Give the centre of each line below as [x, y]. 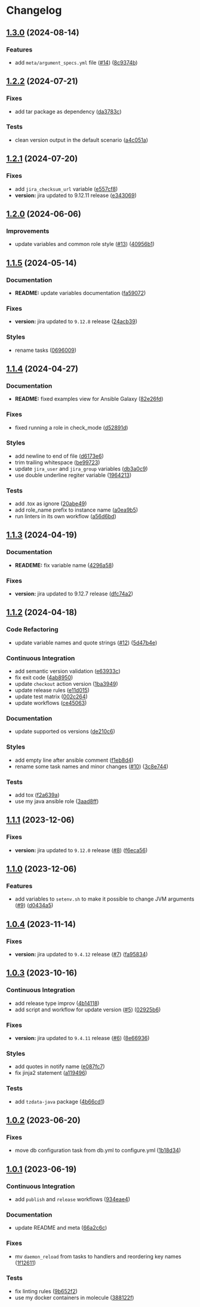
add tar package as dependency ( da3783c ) [68, 111]
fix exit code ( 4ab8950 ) [44, 677]
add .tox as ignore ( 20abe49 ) [51, 504]
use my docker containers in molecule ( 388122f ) [74, 1297]
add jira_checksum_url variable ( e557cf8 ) [66, 189]
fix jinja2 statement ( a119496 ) [51, 1073]
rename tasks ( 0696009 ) [45, 350]
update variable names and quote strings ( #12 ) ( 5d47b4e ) [86, 642]
